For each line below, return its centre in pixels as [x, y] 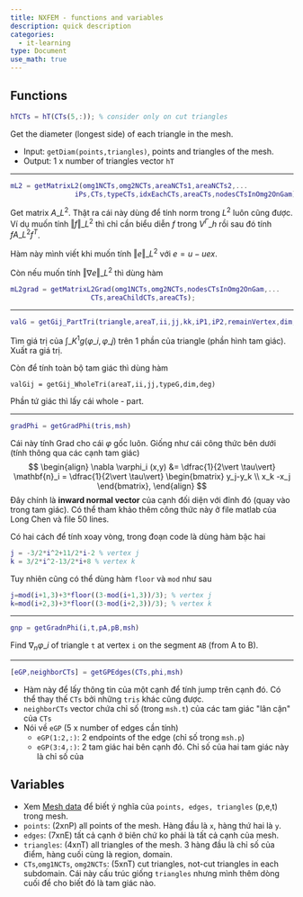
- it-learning [45, 43]
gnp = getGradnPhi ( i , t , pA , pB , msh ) [75, 628]
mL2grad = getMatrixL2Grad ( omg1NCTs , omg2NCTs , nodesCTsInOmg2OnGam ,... [145, 289]
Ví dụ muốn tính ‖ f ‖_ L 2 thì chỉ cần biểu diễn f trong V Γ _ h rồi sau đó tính [141, 223]
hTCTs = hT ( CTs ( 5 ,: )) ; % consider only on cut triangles [119, 117]
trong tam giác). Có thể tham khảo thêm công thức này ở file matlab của [143, 509]
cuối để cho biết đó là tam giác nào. [89, 883]
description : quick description [71, 26]
